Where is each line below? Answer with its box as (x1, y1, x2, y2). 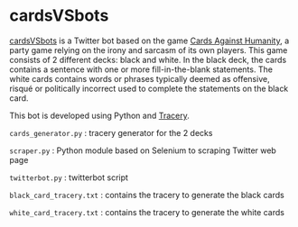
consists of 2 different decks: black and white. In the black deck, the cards (9, 54, 287, 65)
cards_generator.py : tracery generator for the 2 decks (9, 127, 213, 138)
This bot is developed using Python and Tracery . (9, 110, 190, 121)
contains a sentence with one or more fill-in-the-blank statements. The (9, 64, 274, 75)
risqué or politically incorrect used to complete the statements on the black (9, 83, 289, 94)
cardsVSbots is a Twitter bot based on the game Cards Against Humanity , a (9, 35, 290, 46)
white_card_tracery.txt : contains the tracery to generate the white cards (9, 206, 284, 217)
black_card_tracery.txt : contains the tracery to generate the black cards (9, 189, 284, 200)
